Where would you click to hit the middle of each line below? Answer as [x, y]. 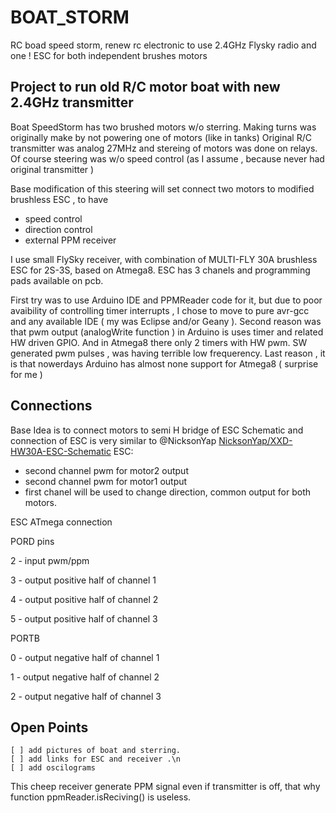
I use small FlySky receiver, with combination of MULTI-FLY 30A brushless [164, 259]
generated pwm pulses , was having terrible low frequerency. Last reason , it [168, 353]
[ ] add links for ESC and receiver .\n [96, 759]
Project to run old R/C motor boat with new [145, 87]
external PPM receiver [70, 240]
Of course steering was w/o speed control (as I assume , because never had [167, 158]
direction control [58, 229]
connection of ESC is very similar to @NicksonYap [113, 440]
